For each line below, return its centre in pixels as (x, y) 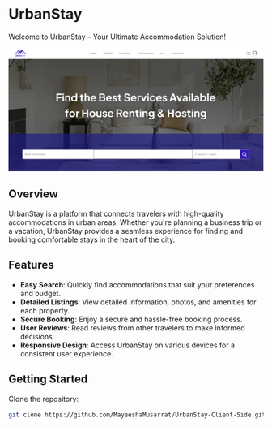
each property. (45, 310)
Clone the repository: (44, 399)
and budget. (40, 293)
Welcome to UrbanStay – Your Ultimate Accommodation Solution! (117, 37)
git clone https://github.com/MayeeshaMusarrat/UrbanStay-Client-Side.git (137, 415)
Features (31, 265)
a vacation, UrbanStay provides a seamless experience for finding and (126, 231)
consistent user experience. (66, 353)
